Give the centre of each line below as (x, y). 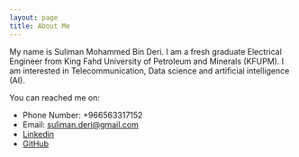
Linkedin (38, 134)
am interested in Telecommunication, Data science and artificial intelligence (149, 70)
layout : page (34, 17)
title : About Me (40, 26)
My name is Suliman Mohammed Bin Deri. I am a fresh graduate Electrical (145, 51)
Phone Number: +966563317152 (82, 115)
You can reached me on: (55, 97)
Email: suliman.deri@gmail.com (81, 124)
